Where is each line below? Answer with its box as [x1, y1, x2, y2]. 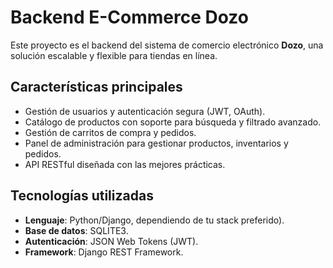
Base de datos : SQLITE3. [24, 224, 129, 236]
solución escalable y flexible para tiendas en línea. [10, 49, 218, 61]
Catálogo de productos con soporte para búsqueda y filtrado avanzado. [24, 116, 322, 128]
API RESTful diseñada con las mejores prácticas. [24, 158, 226, 170]
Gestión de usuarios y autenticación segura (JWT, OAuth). [24, 105, 266, 117]
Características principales [10, 79, 183, 96]
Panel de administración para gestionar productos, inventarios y [24, 137, 289, 149]
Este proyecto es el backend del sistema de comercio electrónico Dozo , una [10, 39, 324, 51]
